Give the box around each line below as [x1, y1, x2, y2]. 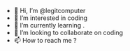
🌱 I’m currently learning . [13, 21, 85, 29]
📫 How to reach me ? [13, 37, 77, 44]
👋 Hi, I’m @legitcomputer [13, 7, 86, 14]
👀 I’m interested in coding [13, 14, 88, 22]
